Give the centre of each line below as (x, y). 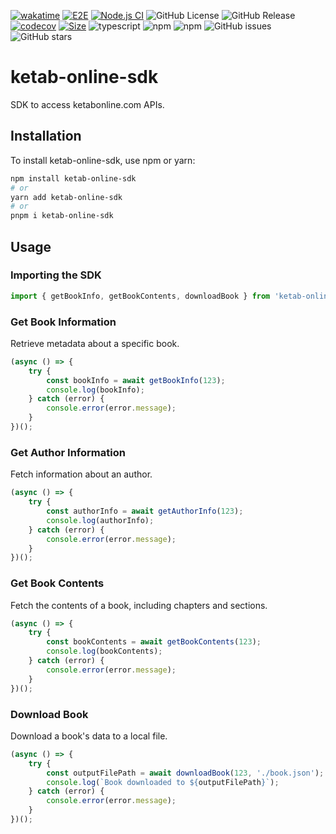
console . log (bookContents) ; (104, 651)
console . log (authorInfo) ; (100, 520)
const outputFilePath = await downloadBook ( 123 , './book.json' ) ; (185, 773)
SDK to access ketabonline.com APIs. (87, 104)
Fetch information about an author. (81, 474)
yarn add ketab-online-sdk (66, 197)
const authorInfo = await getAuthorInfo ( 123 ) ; (145, 511)
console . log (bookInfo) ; (95, 390)
